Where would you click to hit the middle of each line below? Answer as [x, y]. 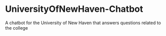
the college [17, 28]
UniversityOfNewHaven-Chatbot [74, 9]
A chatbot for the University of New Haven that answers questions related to [83, 23]
